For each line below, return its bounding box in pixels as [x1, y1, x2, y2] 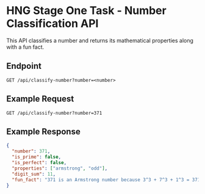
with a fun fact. [6, 43, 45, 51]
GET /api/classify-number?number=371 [6, 110, 103, 116]
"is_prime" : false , [12, 154, 62, 160]
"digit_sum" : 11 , [12, 171, 56, 177]
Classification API [6, 16, 99, 31]
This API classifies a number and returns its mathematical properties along [6, 37, 194, 44]
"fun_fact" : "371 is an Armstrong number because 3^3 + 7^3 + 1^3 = [12, 176, 190, 183]
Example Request [6, 94, 74, 104]
